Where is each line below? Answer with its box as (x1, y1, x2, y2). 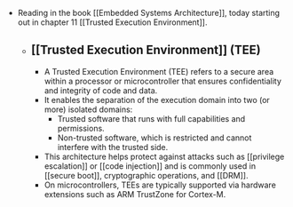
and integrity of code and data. (44, 84, 158, 96)
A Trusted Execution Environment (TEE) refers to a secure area (44, 66, 274, 76)
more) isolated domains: (44, 104, 133, 115)
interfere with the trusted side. (57, 141, 169, 152)
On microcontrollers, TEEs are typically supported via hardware (44, 179, 277, 190)
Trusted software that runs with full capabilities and (57, 113, 246, 123)
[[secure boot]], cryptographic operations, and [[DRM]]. (44, 170, 249, 180)
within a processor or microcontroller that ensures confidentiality (44, 76, 282, 86)
